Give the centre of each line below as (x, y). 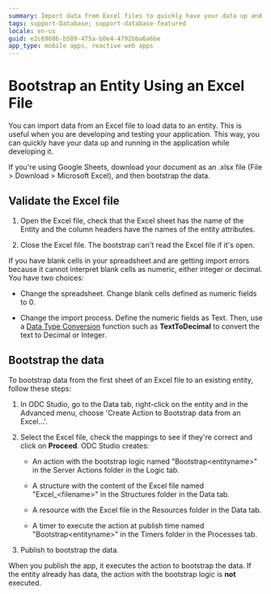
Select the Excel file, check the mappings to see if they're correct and (136, 437)
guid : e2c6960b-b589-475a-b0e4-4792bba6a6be (85, 38)
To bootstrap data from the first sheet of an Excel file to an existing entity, (131, 380)
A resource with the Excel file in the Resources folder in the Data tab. (147, 510)
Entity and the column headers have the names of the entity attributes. (138, 229)
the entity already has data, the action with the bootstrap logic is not (122, 574)
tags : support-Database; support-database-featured (97, 23)
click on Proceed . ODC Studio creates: (85, 445)
